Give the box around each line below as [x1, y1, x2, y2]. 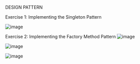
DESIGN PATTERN [5, 5, 43, 10]
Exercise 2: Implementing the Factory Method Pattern [5, 34, 116, 39]
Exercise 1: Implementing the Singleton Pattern [5, 14, 102, 20]
